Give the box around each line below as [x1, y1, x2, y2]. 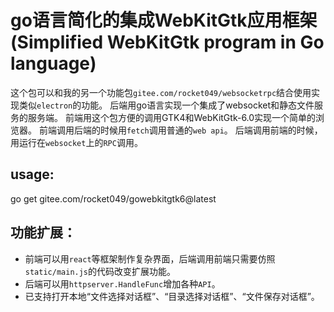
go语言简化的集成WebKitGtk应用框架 [10, 9, 318, 32]
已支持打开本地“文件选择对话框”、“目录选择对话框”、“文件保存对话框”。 [24, 290, 320, 302]
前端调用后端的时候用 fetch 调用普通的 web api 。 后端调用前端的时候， [38, 124, 323, 136]
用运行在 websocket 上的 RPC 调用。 [10, 136, 143, 148]
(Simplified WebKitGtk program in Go [10, 31, 325, 54]
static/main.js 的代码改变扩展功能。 [24, 265, 177, 277]
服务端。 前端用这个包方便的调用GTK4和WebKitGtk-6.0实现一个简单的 [27, 111, 317, 123]
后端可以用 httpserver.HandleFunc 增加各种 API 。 [24, 277, 221, 290]
